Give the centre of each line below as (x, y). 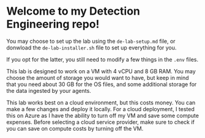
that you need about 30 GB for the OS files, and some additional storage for (102, 84)
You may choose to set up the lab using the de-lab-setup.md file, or (91, 41)
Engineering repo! (53, 24)
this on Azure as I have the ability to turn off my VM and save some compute (102, 115)
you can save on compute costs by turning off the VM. (75, 128)
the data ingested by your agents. (49, 90)
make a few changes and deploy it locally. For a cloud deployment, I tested (100, 109)
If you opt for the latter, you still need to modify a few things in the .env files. (102, 59)
